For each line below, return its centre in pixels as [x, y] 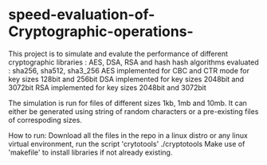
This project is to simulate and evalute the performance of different [118, 53]
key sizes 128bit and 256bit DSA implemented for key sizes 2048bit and [126, 79]
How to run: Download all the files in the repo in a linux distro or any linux [128, 135]
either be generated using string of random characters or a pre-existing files [133, 111]
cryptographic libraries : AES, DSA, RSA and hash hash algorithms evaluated [133, 62]
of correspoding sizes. [45, 120]
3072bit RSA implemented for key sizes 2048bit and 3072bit [107, 87]
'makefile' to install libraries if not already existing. [90, 152]
